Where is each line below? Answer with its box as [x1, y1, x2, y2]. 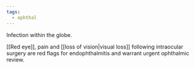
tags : [6, 8, 20, 15]
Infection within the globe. [6, 31, 72, 38]
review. [6, 56, 25, 63]
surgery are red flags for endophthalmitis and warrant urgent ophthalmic [6, 49, 189, 56]
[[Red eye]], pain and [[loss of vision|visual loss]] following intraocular [6, 43, 183, 50]
